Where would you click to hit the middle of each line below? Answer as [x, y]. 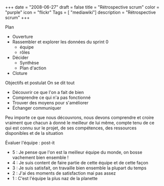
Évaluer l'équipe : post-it [30, 143]
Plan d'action [33, 68]
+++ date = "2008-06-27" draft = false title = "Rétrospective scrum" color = [82, 7]
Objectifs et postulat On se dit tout [40, 83]
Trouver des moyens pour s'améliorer [50, 103]
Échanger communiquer [37, 108]
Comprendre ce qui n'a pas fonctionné [51, 97]
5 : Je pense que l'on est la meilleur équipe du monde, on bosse [77, 152]
